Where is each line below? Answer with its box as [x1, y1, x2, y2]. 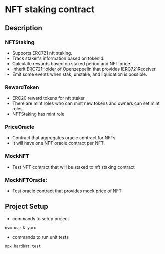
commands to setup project [12, 215, 69, 221]
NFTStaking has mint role [12, 111, 65, 117]
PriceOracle [5, 124, 35, 131]
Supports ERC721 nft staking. [12, 50, 72, 56]
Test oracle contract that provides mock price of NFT [12, 188, 122, 194]
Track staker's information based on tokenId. [12, 55, 105, 61]
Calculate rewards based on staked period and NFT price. [12, 60, 132, 66]
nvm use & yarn [5, 225, 37, 230]
